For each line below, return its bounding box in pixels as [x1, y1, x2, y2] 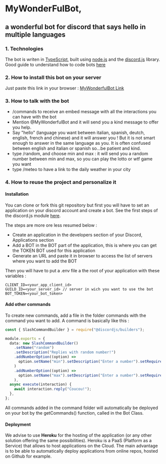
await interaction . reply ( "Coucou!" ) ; [14, 386, 92, 392]
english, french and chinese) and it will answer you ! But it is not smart [12, 135, 156, 141]
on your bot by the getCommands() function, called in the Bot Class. [5, 410, 144, 416]
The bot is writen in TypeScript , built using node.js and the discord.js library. [5, 56, 161, 62]
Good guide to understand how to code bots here [5, 61, 106, 67]
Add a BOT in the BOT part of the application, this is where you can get [12, 242, 157, 248]
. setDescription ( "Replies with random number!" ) [14, 350, 116, 355]
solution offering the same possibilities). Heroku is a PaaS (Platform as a [5, 438, 152, 444]
